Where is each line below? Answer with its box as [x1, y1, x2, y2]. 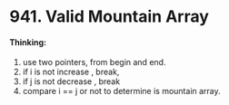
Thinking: [9, 36, 47, 47]
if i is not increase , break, [22, 66, 120, 78]
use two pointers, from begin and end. [22, 57, 166, 68]
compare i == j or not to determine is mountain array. [22, 86, 221, 97]
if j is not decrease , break [22, 76, 121, 87]
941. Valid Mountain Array [9, 6, 209, 27]
